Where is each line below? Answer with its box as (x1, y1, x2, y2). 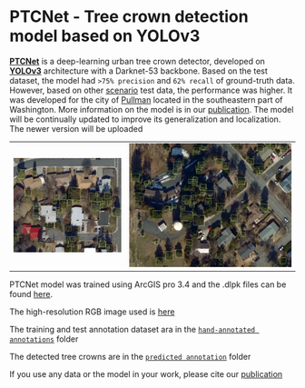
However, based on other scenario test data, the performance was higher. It (9, 85, 293, 95)
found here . (9, 288, 53, 299)
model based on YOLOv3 (9, 25, 201, 46)
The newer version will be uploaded (9, 123, 143, 134)
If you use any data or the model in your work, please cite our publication (9, 368, 283, 379)
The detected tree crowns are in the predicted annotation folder (9, 351, 251, 362)
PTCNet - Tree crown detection (9, 6, 249, 27)
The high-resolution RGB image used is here (9, 306, 175, 317)
